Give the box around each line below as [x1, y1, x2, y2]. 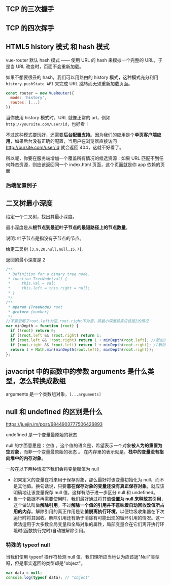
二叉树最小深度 [6, 199, 53, 208]
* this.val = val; [8, 281, 56, 286]
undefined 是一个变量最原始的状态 [6, 432, 78, 438]
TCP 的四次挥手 [6, 23, 55, 32]
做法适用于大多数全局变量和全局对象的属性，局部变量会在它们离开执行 [13, 521, 160, 527]
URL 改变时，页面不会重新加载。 [15, 63, 84, 70]
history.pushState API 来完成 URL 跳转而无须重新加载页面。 [6, 80, 133, 86]
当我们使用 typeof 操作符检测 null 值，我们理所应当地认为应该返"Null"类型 [6, 554, 160, 560]
